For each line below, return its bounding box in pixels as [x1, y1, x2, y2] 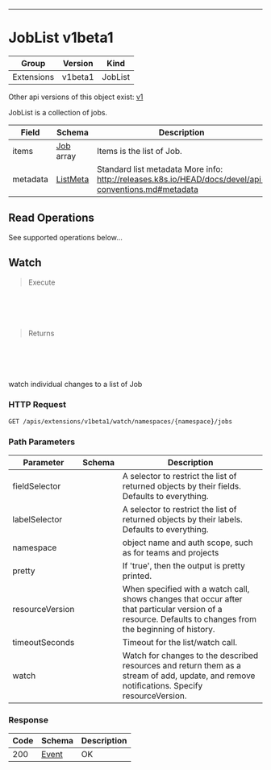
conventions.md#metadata [96, 183, 199, 194]
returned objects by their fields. [122, 481, 242, 492]
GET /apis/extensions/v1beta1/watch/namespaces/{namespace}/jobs [8, 417, 232, 426]
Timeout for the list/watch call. [122, 637, 238, 648]
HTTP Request [8, 399, 67, 410]
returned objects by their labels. [122, 514, 244, 525]
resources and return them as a [122, 660, 242, 672]
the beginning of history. [122, 624, 215, 635]
